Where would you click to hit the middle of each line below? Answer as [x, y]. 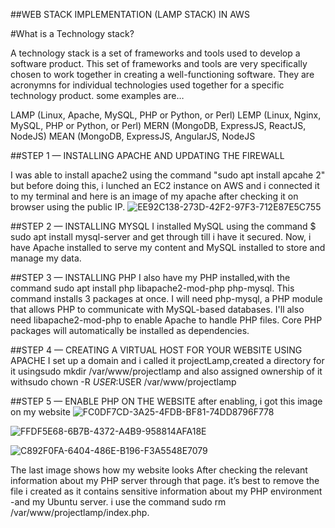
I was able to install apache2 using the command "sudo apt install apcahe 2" [168, 175]
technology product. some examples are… [97, 95]
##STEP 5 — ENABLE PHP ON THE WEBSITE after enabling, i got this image [166, 401]
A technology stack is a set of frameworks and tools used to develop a [155, 53]
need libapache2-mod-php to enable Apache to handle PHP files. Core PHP [166, 320]
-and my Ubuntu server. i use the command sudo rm [118, 502]
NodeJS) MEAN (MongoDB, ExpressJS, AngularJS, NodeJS [133, 136]
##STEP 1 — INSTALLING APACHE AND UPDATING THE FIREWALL [147, 155]
